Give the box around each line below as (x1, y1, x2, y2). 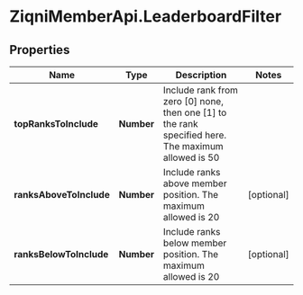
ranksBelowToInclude (14, 248, 109, 260)
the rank (162, 118, 198, 130)
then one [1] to (162, 106, 227, 119)
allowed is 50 (162, 151, 220, 164)
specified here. (162, 129, 227, 141)
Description (175, 69, 227, 81)
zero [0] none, (162, 95, 224, 107)
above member (162, 177, 227, 190)
